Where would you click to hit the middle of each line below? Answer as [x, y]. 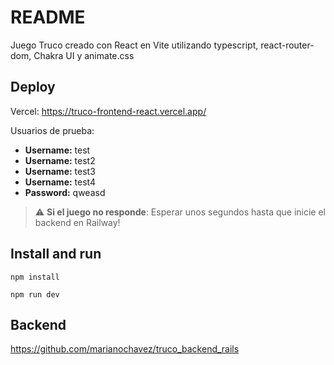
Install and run [56, 254]
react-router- [287, 45]
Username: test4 [60, 182]
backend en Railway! [77, 222]
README [48, 17]
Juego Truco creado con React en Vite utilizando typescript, [134, 45]
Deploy [33, 87]
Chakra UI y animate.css [84, 55]
